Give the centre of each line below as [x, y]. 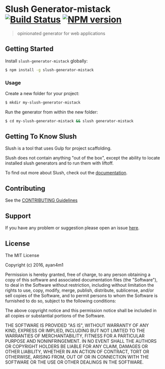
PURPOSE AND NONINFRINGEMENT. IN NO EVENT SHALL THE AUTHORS [81, 341]
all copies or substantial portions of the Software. [55, 316]
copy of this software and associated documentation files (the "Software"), [82, 280]
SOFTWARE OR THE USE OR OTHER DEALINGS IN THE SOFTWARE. [74, 362]
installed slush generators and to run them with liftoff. [59, 163]
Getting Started [29, 49]
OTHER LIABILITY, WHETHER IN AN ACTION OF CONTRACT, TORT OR [77, 351]
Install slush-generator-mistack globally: [46, 61]
